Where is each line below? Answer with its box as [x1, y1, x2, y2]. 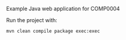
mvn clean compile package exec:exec [6, 28, 100, 34]
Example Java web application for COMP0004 [6, 5, 121, 12]
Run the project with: [6, 17, 58, 23]
